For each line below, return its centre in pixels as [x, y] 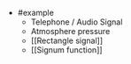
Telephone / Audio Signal [77, 22]
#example [36, 13]
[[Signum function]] [67, 50]
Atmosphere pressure [70, 31]
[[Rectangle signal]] [67, 40]
